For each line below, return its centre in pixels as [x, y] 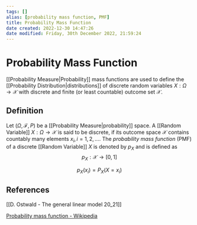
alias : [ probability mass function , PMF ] [58, 17]
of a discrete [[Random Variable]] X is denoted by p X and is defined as [92, 147]
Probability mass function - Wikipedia [52, 216]
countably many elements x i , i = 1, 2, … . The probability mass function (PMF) [99, 139]
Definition [25, 111]
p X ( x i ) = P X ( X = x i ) [99, 171]
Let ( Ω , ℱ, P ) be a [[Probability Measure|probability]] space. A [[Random [94, 126]
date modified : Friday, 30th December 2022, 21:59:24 [74, 34]
